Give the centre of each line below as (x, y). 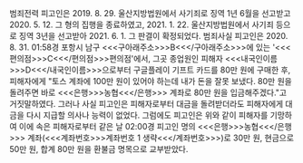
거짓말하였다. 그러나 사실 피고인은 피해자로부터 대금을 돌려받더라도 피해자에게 (147, 104)
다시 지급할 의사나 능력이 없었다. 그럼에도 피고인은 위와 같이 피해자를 (147, 115)
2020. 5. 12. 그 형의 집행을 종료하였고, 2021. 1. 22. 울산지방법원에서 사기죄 (142, 24)
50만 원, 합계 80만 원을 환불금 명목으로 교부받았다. (99, 149)
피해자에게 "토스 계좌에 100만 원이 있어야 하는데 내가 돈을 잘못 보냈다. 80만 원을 (151, 81)
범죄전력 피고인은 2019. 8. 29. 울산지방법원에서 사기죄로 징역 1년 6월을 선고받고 (150, 13)
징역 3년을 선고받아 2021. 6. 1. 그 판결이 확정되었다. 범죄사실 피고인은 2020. (153, 36)
